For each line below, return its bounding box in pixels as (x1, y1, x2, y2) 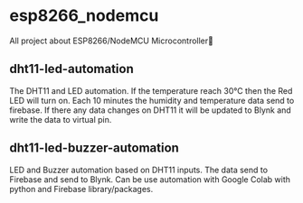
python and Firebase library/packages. (9, 183, 154, 194)
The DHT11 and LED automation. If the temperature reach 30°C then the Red (9, 85, 293, 96)
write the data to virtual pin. (9, 114, 112, 125)
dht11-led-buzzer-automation (9, 141, 179, 156)
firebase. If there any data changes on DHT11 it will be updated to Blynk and (9, 105, 291, 115)
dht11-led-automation (9, 61, 134, 77)
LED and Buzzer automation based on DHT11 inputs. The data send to (9, 164, 269, 175)
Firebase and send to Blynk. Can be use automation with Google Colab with (9, 173, 291, 185)
